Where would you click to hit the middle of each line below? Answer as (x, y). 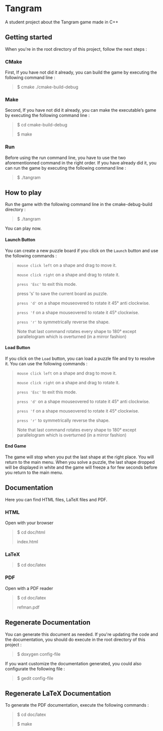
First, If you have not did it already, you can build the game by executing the (81, 72)
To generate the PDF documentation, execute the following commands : (77, 705)
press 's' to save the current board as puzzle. (62, 294)
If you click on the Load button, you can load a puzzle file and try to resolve (80, 358)
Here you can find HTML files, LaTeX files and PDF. (56, 499)
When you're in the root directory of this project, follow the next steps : (76, 49)
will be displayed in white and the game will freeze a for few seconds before (81, 467)
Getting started (29, 37)
